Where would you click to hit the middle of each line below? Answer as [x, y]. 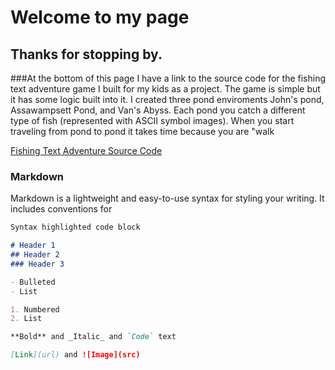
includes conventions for [61, 209]
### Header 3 [37, 264]
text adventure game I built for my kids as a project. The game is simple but [165, 89]
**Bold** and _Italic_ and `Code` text [93, 337]
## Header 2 [35, 255]
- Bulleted [33, 282]
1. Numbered [35, 309]
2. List [26, 319]
